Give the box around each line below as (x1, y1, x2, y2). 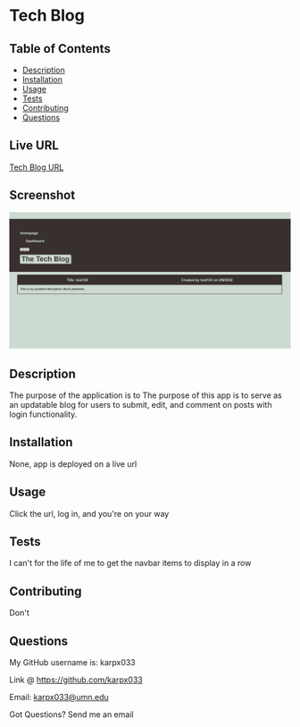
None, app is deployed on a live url (9, 458, 137, 469)
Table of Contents (9, 41, 112, 56)
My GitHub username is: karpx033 (9, 657, 136, 668)
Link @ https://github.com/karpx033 (9, 674, 143, 685)
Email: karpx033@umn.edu (9, 692, 109, 703)
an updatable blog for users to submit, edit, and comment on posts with (9, 400, 272, 410)
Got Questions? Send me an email (9, 709, 134, 720)
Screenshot (9, 188, 76, 203)
